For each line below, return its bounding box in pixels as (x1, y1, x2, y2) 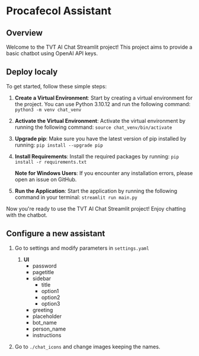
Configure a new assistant (6, 228, 105, 239)
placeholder (32, 313, 62, 320)
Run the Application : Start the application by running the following (14, 187, 178, 194)
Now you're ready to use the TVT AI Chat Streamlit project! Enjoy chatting (6, 205, 186, 212)
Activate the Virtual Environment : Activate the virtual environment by (14, 117, 185, 124)
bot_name (32, 319, 57, 326)
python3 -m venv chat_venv (14, 107, 82, 113)
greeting (32, 306, 53, 313)
